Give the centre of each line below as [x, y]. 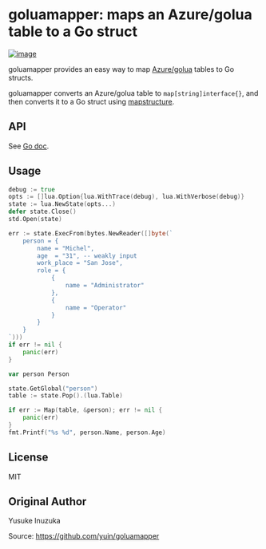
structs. [21, 77]
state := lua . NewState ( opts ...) [62, 204]
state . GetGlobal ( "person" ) [53, 389]
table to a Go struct [73, 32]
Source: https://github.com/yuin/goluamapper [84, 536]
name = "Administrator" [105, 286]
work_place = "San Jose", [80, 263]
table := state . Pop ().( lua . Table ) [66, 396]
